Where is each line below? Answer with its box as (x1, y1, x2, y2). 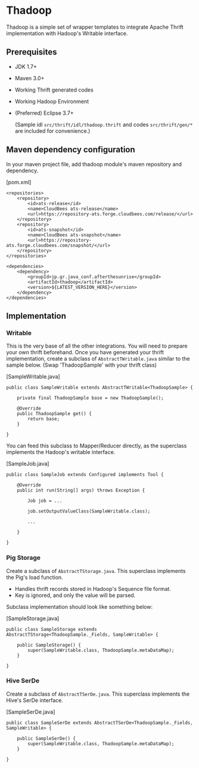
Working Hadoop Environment (14, 97, 89, 105)
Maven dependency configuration (6, 145, 135, 155)
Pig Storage (6, 554, 41, 562)
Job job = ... (27, 498, 63, 504)
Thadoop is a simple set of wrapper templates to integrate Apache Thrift (6, 23, 184, 31)
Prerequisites (6, 47, 57, 57)
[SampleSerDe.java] (6, 708, 55, 715)
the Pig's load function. (6, 574, 64, 581)
